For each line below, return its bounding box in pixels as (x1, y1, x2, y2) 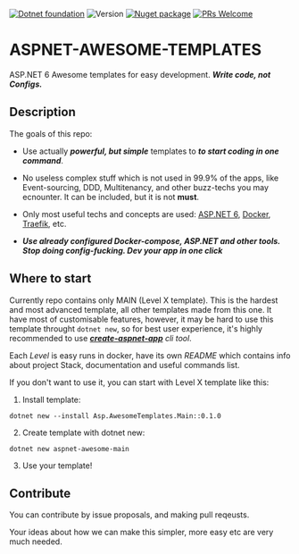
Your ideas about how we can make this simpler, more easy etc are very (9, 527, 274, 538)
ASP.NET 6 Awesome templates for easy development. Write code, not (9, 69, 271, 80)
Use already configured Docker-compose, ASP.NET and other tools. (21, 235, 281, 246)
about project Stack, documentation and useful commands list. (9, 359, 240, 370)
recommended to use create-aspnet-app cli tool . (9, 332, 192, 343)
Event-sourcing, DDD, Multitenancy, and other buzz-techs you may (21, 181, 270, 192)
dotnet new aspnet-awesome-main (9, 444, 129, 453)
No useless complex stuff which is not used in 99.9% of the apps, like (21, 172, 279, 183)
